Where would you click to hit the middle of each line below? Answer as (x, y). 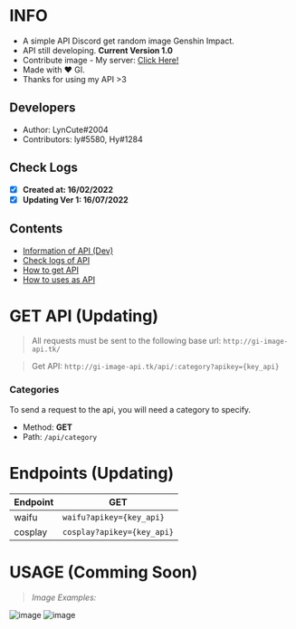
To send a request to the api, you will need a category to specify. (130, 409)
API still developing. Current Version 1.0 (98, 50)
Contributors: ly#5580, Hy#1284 (82, 139)
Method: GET (47, 427)
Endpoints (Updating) (92, 473)
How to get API (51, 270)
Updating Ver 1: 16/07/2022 (75, 199)
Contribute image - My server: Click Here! (100, 60)
